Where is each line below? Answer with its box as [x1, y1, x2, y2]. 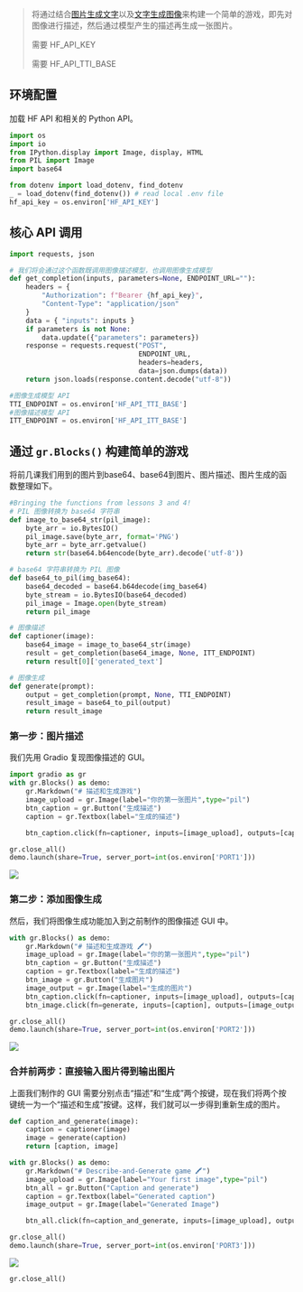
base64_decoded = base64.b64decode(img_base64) [25, 581, 207, 590]
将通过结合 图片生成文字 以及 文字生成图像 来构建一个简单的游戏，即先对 [31, 9, 293, 19]
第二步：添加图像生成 [9, 893, 102, 906]
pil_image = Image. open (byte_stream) [25, 599, 168, 608]
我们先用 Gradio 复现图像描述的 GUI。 [9, 752, 151, 763]
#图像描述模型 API [9, 408, 70, 417]
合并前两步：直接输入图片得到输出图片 [9, 1065, 176, 1078]
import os [9, 131, 47, 140]
